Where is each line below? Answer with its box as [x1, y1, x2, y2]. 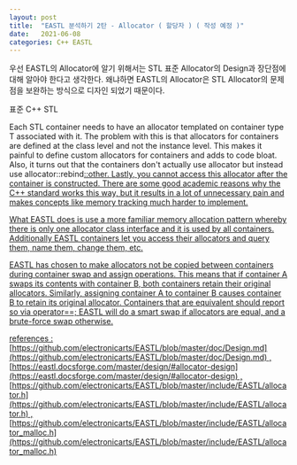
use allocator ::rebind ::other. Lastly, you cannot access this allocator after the [9, 169, 288, 180]
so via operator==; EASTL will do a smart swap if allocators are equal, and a [9, 306, 286, 317]
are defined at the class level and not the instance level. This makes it [9, 141, 263, 151]
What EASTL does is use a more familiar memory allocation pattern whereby [9, 214, 287, 225]
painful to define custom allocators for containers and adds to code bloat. [9, 150, 278, 160]
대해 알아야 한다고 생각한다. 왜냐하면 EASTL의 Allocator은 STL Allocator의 [9, 74, 268, 85]
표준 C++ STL [9, 104, 59, 115]
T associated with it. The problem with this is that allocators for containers [9, 131, 279, 142]
